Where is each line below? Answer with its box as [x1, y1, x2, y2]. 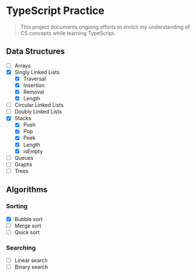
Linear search [14, 257, 48, 264]
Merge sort [14, 222, 42, 229]
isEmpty [23, 148, 43, 155]
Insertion [23, 82, 45, 89]
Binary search [14, 264, 48, 271]
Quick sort [14, 229, 40, 236]
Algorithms [6, 185, 48, 195]
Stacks [14, 115, 32, 122]
